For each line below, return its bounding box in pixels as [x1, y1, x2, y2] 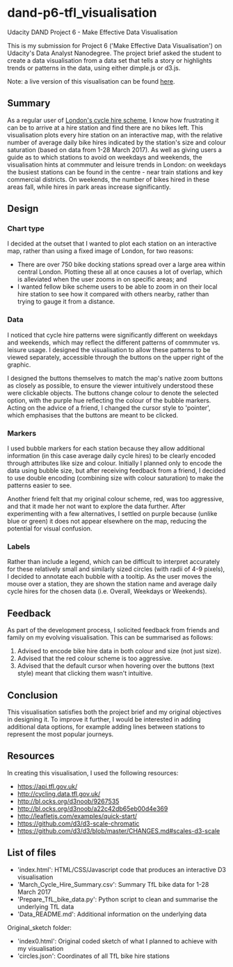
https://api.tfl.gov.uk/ [17, 782, 78, 791]
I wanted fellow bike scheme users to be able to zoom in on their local [17, 282, 218, 291]
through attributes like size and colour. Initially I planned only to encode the [7, 459, 223, 468]
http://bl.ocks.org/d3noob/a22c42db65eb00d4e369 [17, 804, 168, 813]
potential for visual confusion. [7, 524, 93, 533]
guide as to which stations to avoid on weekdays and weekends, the [7, 153, 203, 161]
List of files [7, 847, 57, 859]
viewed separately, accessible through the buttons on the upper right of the [7, 353, 224, 361]
